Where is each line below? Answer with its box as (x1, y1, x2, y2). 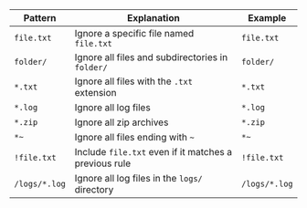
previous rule (74, 157, 131, 170)
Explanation (127, 12, 180, 24)
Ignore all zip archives (74, 116, 169, 129)
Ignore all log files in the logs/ (74, 172, 203, 184)
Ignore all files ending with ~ (74, 131, 195, 143)
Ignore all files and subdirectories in (74, 51, 228, 63)
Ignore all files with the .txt (74, 75, 194, 88)
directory (74, 183, 114, 195)
